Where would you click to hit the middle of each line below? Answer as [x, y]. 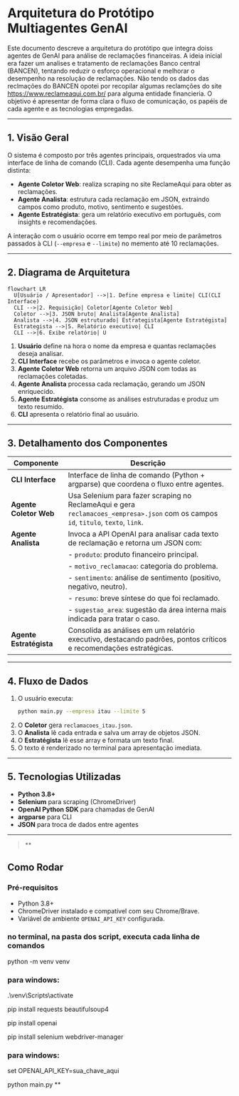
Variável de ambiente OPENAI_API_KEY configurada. [91, 918]
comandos [26, 945]
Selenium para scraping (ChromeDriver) [77, 801]
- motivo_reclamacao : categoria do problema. [143, 567]
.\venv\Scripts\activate [40, 995]
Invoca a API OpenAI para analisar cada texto [143, 534]
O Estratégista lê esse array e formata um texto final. [96, 741]
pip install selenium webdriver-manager [65, 1037]
